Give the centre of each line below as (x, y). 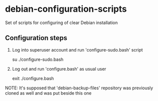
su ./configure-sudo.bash (38, 59)
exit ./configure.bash (33, 78)
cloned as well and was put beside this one (48, 93)
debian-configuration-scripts (66, 9)
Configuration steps (36, 38)
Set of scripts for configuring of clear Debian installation (61, 23)
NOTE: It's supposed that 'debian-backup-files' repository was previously (79, 88)
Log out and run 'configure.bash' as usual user (59, 69)
